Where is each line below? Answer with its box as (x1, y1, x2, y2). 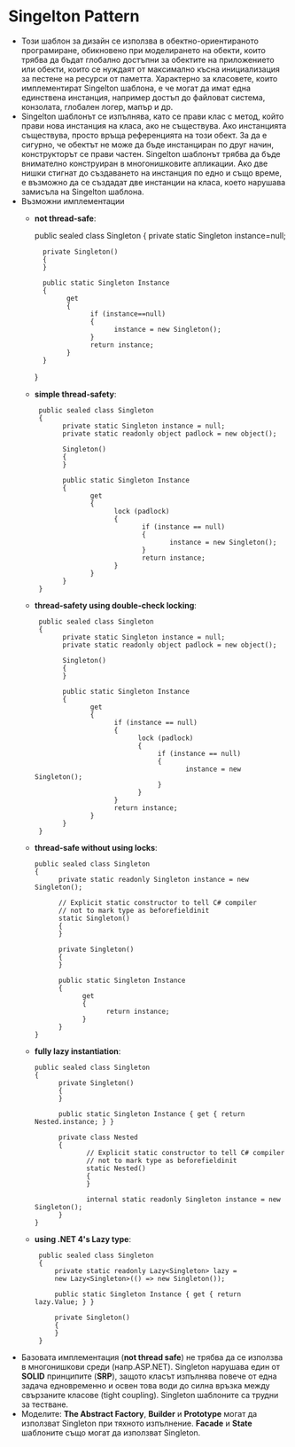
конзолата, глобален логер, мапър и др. (20, 101, 174, 112)
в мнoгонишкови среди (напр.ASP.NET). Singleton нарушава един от (20, 1361, 281, 1372)
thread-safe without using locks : (34, 842, 158, 853)
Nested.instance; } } (34, 1117, 114, 1126)
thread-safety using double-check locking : (34, 600, 197, 610)
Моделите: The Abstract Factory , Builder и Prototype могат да (20, 1408, 258, 1419)
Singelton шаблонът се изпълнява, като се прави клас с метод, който (20, 111, 284, 122)
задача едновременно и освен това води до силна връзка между (20, 1380, 271, 1390)
